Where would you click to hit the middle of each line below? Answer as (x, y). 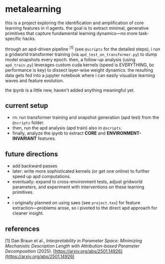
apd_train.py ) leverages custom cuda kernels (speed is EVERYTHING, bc (80, 65)
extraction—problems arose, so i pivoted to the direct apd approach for (85, 208)
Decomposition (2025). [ (30, 251)
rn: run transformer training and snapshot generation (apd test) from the (86, 118)
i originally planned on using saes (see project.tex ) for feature (76, 203)
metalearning (33, 9)
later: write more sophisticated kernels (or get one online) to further (81, 171)
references (22, 229)
